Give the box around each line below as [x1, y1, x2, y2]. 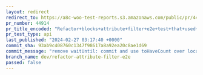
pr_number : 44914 [5, 20, 50, 26]
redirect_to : [5, 15, 39, 21]
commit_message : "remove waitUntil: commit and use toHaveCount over [5, 48, 185, 54]
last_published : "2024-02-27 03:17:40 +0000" [5, 37, 122, 43]
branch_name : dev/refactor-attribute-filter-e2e [5, 54, 131, 60]
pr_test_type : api [5, 31, 52, 37]
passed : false [5, 59, 42, 65]
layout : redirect [5, 8, 50, 15]
